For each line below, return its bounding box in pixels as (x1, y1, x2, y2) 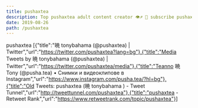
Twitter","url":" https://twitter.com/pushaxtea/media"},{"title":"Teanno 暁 (6, 63, 181, 70)
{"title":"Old (6, 83, 35, 90)
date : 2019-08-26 (6, 19, 49, 25)
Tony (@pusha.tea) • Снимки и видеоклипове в (6, 69, 124, 76)
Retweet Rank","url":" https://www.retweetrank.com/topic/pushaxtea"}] (6, 95, 178, 103)
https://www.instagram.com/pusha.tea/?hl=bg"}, (48, 76, 167, 83)
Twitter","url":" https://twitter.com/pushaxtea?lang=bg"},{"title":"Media (6, 48, 177, 56)
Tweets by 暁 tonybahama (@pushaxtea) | (6, 55, 108, 62)
